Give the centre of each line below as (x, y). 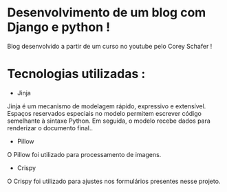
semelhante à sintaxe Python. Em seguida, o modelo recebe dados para (109, 121)
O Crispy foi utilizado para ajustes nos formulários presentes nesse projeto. (114, 181)
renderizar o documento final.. (50, 128)
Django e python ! (59, 27)
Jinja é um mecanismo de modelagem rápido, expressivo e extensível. (107, 106)
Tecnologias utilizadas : (76, 74)
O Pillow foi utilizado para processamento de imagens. (84, 154)
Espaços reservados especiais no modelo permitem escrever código (104, 113)
